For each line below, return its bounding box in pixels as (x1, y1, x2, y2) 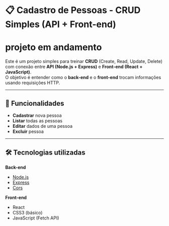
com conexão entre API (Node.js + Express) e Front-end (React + (5, 64, 143, 70)
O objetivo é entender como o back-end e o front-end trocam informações (5, 74, 161, 81)
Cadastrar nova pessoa (12, 112, 62, 118)
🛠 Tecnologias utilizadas (5, 148, 86, 157)
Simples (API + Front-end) (5, 19, 117, 30)
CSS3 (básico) (12, 209, 43, 215)
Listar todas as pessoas (12, 117, 63, 124)
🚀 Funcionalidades (5, 99, 64, 108)
